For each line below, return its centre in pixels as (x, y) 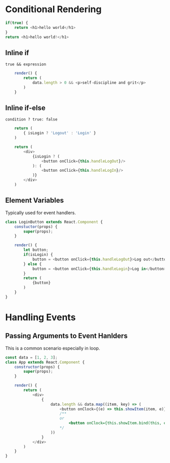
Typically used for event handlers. (41, 213)
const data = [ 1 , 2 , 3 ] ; (31, 357)
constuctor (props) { (36, 226)
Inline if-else (25, 108)
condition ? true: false (31, 120)
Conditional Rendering (54, 9)
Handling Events (40, 317)
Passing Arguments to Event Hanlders (67, 336)
